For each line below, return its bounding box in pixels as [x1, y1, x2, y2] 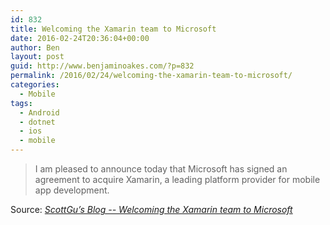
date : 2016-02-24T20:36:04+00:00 [10, 33, 150, 43]
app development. [34, 184, 110, 196]
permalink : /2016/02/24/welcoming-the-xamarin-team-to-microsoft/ [10, 71, 293, 81]
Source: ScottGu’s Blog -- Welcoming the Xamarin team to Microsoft [10, 204, 293, 215]
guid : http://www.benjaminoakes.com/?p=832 [10, 61, 195, 71]
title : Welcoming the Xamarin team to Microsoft [10, 24, 217, 34]
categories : [10, 80, 60, 90]
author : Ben [10, 42, 60, 53]
